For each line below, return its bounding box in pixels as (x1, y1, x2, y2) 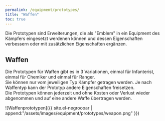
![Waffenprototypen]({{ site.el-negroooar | (5, 105, 93, 111)
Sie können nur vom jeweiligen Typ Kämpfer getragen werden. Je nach (5, 79, 152, 85)
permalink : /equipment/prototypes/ (5, 7, 80, 12)
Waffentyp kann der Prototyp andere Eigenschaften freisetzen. (5, 84, 135, 90)
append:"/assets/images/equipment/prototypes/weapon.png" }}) (5, 110, 139, 116)
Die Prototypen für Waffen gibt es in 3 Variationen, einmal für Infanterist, (5, 68, 154, 75)
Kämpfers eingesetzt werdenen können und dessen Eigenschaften (5, 35, 143, 41)
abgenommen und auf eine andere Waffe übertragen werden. (5, 95, 132, 101)
